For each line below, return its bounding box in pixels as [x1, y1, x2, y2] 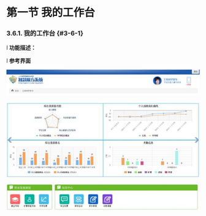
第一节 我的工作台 [6, 6, 95, 20]
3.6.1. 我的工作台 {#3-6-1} [6, 29, 84, 37]
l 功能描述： [6, 44, 37, 52]
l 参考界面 [6, 57, 31, 64]
